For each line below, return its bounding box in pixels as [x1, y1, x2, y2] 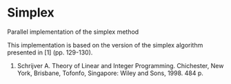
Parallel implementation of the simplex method [7, 28, 139, 36]
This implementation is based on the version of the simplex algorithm [7, 41, 203, 49]
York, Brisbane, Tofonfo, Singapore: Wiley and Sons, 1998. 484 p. [17, 69, 203, 77]
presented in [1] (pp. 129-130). [7, 48, 93, 56]
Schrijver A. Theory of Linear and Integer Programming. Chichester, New [17, 61, 224, 70]
